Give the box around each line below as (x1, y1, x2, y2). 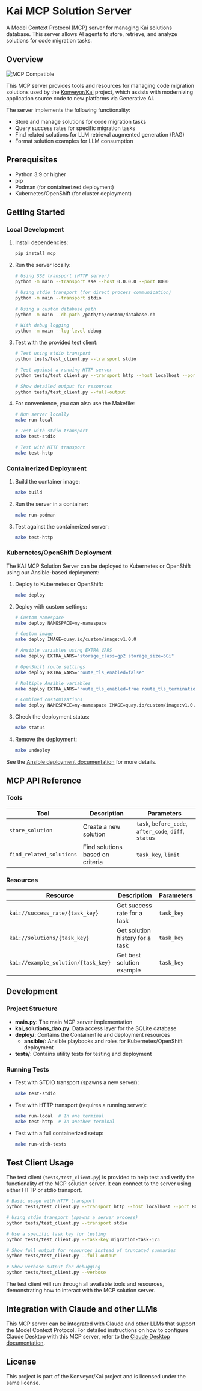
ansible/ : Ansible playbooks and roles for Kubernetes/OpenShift (23, 1037, 183, 1045)
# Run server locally (14, 411, 69, 417)
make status (14, 725, 45, 731)
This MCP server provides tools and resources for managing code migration (6, 82, 194, 89)
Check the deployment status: (14, 713, 90, 720)
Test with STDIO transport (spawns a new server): (14, 1078, 139, 1086)
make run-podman (14, 512, 56, 518)
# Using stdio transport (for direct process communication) (14, 289, 172, 295)
